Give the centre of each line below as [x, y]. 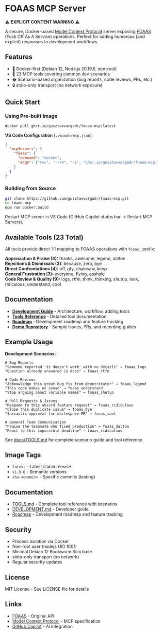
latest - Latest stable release [41, 467]
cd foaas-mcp [18, 203]
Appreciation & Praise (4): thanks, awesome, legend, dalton [65, 259]
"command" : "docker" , [40, 158]
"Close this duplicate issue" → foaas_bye [49, 409]
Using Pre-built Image [31, 116]
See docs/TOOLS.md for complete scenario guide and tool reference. [74, 440]
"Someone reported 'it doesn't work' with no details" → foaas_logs [76, 367]
